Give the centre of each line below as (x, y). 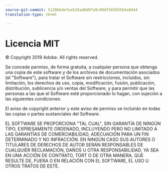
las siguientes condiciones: (33, 99)
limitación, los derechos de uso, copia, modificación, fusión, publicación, (80, 83)
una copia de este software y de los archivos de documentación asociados (82, 72)
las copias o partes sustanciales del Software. (53, 114)
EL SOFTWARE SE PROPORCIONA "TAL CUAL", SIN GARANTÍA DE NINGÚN (83, 123)
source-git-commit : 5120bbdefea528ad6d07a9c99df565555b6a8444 (71, 10)
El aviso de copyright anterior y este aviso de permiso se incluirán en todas (83, 108)
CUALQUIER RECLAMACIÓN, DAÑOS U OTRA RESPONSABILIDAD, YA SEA (82, 150)
